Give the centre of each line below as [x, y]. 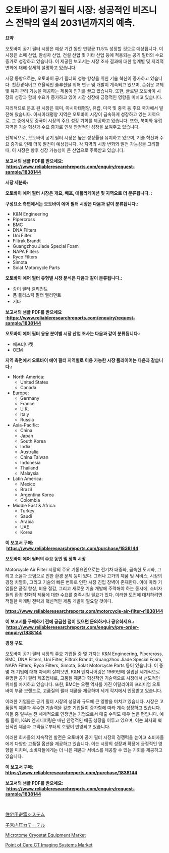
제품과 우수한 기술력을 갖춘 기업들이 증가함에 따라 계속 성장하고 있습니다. [90, 708]
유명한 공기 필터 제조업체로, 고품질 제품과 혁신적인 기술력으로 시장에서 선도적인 [83, 678]
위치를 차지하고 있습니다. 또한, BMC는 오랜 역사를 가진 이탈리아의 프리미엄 [78, 684]
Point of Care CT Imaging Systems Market [49, 845]
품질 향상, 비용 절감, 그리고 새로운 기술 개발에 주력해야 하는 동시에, [83, 588]
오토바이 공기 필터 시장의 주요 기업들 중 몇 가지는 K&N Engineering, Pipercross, [84, 654]
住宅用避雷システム [25, 814]
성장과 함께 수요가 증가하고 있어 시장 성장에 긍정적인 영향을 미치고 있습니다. [89, 97]
